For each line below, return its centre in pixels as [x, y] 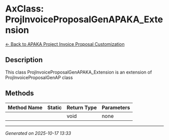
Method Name [25, 107]
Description [24, 60]
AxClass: [25, 9]
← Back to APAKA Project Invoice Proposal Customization [65, 44]
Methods [20, 93]
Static [55, 107]
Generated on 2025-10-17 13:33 [38, 133]
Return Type [82, 107]
